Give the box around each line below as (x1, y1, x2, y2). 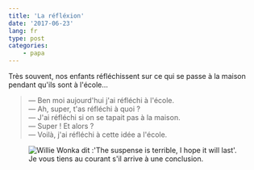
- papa (23, 49, 45, 57)
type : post (8, 34, 45, 43)
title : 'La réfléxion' (8, 11, 85, 20)
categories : (8, 42, 48, 50)
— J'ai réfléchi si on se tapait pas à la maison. (27, 113, 181, 122)
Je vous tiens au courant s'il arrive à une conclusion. (28, 154, 204, 164)
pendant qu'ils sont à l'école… (8, 80, 109, 89)
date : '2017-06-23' (8, 19, 74, 27)
